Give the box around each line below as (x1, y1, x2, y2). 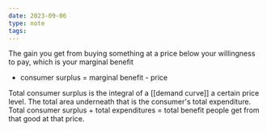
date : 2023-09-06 (8, 11, 67, 20)
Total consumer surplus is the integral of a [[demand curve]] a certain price (8, 88, 260, 98)
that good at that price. (8, 114, 85, 124)
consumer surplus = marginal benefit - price (19, 73, 168, 83)
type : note (8, 19, 45, 27)
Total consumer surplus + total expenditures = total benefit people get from (8, 105, 261, 115)
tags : (8, 27, 27, 35)
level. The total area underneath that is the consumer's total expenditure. (8, 97, 252, 107)
